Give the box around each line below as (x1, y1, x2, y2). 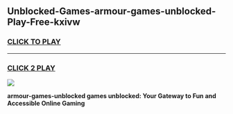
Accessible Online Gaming (7, 99, 85, 107)
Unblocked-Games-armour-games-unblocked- (7, 6, 216, 17)
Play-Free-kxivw (7, 17, 81, 28)
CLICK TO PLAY (7, 37, 61, 47)
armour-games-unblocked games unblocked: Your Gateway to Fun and (7, 91, 216, 99)
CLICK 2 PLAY (7, 63, 55, 73)
